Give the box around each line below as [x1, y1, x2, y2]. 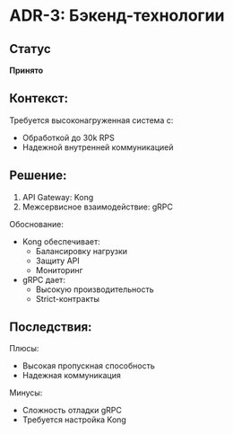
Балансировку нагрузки [35, 245, 128, 256]
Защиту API [35, 255, 81, 266]
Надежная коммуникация [22, 370, 121, 381]
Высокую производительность [35, 284, 154, 295]
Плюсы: [9, 343, 39, 354]
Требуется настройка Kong [22, 414, 127, 425]
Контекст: [9, 91, 69, 106]
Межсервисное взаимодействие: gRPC [22, 201, 173, 212]
